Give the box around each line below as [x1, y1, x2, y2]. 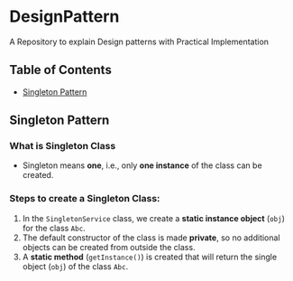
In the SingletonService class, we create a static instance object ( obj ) [22, 212, 286, 223]
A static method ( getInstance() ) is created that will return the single [22, 251, 278, 262]
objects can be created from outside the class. [22, 241, 196, 252]
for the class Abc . [22, 222, 86, 233]
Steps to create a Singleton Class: [9, 192, 160, 205]
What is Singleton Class [9, 140, 116, 153]
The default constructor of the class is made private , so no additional [22, 232, 281, 243]
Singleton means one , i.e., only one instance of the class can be [22, 160, 263, 171]
